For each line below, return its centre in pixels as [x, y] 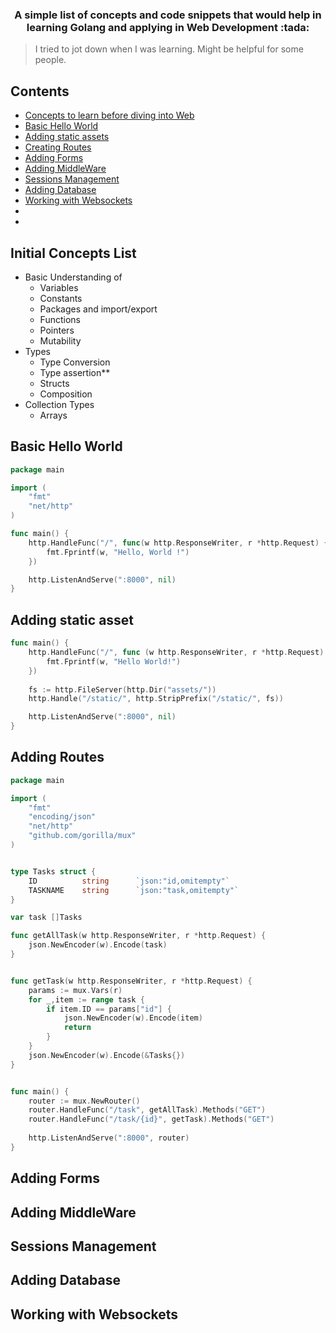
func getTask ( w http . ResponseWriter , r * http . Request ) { [131, 981]
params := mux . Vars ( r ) [75, 990]
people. [50, 60]
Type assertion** [75, 372]
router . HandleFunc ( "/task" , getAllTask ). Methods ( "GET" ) [147, 1110]
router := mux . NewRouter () [84, 1101]
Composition [66, 394]
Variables [59, 287]
